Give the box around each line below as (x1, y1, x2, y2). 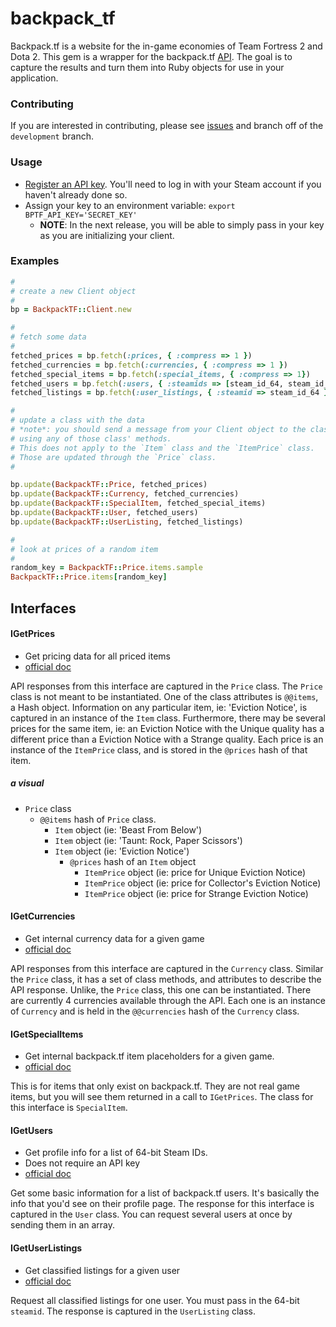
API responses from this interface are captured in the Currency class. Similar (10, 962, 324, 974)
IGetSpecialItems (10, 1028, 84, 1040)
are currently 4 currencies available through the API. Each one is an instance (10, 994, 326, 1006)
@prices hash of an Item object (69, 855, 197, 867)
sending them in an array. (10, 1219, 116, 1231)
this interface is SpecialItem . (10, 1102, 128, 1114)
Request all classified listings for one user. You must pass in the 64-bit (10, 1294, 300, 1306)
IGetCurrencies (10, 910, 76, 922)
